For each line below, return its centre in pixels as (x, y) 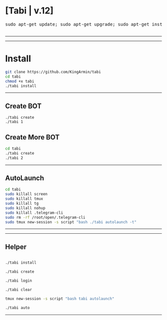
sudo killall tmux (24, 199)
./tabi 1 (14, 122)
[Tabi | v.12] (29, 11)
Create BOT (23, 106)
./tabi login (19, 281)
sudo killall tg (22, 204)
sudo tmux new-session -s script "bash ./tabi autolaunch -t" (71, 222)
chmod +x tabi (20, 81)
